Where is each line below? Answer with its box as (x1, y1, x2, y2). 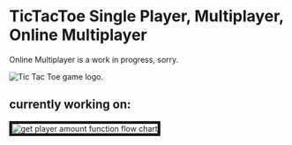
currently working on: (9, 97, 131, 112)
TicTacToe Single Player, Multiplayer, (9, 6, 284, 27)
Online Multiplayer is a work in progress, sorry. (9, 54, 179, 65)
